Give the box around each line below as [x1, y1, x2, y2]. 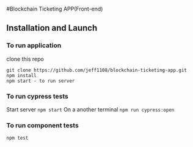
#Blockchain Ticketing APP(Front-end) [6, 6, 103, 12]
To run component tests [6, 121, 79, 129]
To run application [6, 41, 62, 50]
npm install [6, 72, 37, 78]
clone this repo [6, 55, 44, 62]
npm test [6, 135, 29, 141]
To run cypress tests [6, 92, 68, 100]
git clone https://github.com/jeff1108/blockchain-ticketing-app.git [6, 67, 188, 73]
